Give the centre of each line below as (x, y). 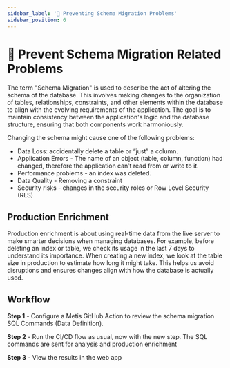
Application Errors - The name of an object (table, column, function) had (120, 159)
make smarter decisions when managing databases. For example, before (111, 241)
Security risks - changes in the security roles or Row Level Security (113, 188)
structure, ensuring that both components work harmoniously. (95, 124)
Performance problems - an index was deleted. (84, 173)
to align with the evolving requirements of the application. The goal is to (109, 110)
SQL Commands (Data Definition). (55, 323)
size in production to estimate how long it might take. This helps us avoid (111, 263)
